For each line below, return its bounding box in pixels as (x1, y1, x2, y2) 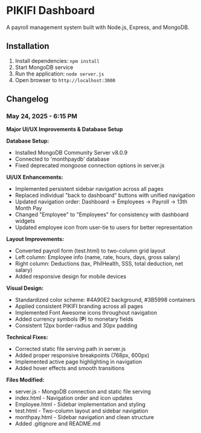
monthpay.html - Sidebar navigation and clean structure (14, 414, 155, 421)
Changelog (6, 94, 49, 104)
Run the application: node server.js (14, 70, 104, 77)
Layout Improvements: (6, 236, 65, 243)
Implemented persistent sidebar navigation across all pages (14, 185, 164, 193)
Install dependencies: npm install (14, 57, 100, 64)
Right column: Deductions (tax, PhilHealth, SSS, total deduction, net (14, 260, 183, 268)
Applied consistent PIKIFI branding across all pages (14, 303, 144, 310)
